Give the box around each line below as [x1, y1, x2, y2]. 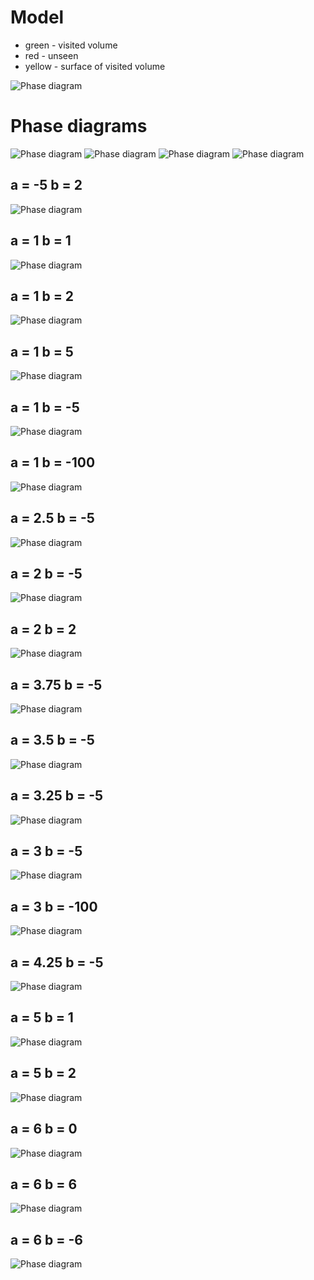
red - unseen [24, 49, 79, 61]
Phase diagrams [10, 115, 148, 138]
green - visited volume [24, 39, 118, 51]
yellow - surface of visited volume [24, 60, 166, 72]
